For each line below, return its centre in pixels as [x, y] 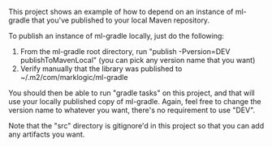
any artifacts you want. [47, 134]
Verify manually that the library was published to [101, 69]
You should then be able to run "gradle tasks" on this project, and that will [132, 93]
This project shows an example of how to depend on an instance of [121, 12]
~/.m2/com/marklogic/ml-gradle [74, 77]
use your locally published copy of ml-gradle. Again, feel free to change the [135, 101]
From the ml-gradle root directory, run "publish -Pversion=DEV [125, 51]
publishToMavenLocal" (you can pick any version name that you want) [138, 60]
